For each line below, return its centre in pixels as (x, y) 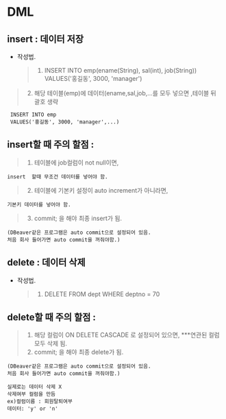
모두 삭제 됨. (50, 344)
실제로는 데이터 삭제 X (35, 387)
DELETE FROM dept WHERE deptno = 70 (102, 294)
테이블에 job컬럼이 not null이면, (76, 163)
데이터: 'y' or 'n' (33, 409)
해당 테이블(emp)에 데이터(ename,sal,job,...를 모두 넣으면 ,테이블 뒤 (125, 93)
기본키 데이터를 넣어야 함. (39, 204)
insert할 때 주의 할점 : (51, 145)
